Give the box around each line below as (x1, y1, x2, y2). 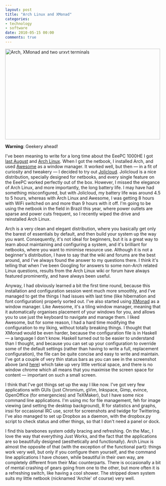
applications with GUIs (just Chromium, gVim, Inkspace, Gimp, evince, (5, 387, 148, 392)
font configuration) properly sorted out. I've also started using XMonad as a (5, 298, 160, 304)
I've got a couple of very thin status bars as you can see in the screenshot (5, 356, 157, 362)
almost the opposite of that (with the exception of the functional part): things (5, 443, 162, 449)
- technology (5, 21, 32, 26)
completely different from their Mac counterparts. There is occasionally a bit (5, 459, 161, 465)
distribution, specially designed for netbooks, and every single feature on (5, 174, 155, 180)
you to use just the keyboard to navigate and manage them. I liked (5, 314, 140, 320)
